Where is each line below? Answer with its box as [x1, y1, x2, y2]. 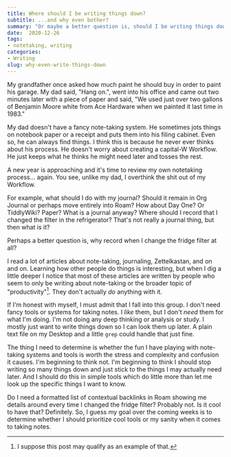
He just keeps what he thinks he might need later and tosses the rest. [7, 152, 203, 161]
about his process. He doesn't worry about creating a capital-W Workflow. [7, 145, 218, 153]
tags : [7, 36, 23, 43]
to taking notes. [7, 423, 52, 431]
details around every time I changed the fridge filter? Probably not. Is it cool [7, 400, 221, 409]
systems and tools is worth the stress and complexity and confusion [26, 351, 219, 359]
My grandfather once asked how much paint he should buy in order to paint [7, 80, 221, 88]
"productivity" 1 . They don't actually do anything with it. [7, 286, 163, 296]
